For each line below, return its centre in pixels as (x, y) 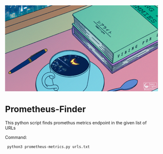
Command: (16, 137)
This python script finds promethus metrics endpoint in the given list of (76, 122)
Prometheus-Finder (46, 109)
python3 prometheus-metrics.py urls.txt (49, 147)
